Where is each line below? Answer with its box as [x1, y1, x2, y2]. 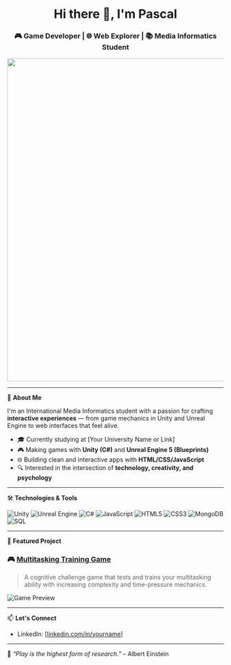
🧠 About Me [7, 393, 42, 402]
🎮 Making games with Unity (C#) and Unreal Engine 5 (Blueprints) [16, 446, 209, 454]
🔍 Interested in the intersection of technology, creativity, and [16, 464, 194, 472]
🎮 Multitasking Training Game [7, 555, 111, 564]
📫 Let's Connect [7, 613, 57, 622]
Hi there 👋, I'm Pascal [54, 6, 177, 22]
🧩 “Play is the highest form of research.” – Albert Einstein [7, 649, 169, 657]
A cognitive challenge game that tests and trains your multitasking [23, 573, 212, 581]
